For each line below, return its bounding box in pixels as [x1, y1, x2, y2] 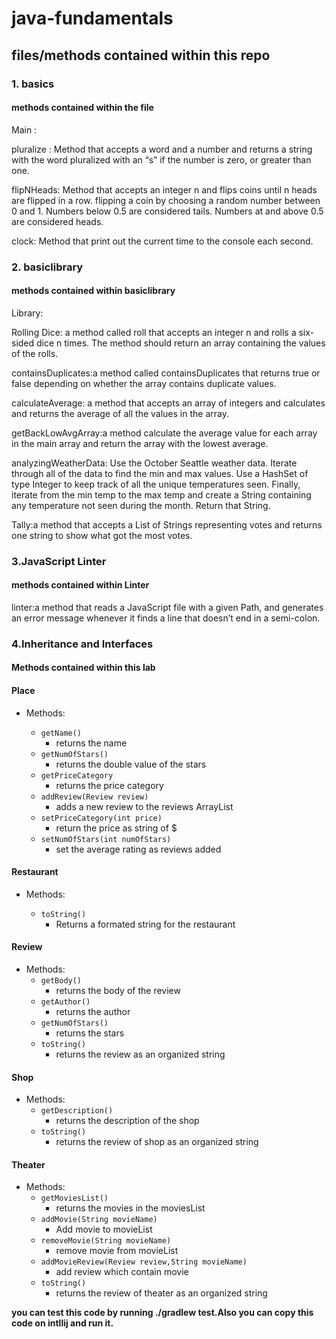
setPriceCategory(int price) [40, 813, 163, 823]
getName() [40, 728, 83, 738]
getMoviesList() [40, 1193, 109, 1204]
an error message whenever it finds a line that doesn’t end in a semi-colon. [11, 612, 321, 624]
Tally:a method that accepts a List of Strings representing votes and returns [11, 518, 323, 531]
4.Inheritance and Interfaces [11, 637, 154, 651]
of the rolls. [11, 347, 59, 359]
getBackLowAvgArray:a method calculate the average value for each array [11, 427, 318, 439]
